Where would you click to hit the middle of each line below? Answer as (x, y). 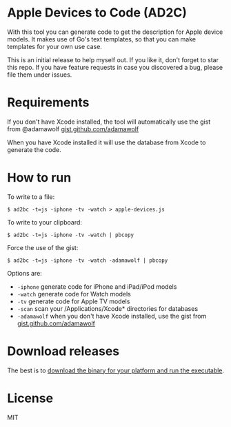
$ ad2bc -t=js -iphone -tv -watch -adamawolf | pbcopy (88, 260)
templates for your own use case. (54, 46)
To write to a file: (31, 197)
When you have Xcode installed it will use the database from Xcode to (107, 142)
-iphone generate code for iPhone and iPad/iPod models (97, 286)
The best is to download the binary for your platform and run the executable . (116, 370)
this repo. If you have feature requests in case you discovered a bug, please (115, 67)
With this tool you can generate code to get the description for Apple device (115, 32)
